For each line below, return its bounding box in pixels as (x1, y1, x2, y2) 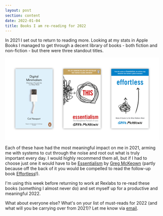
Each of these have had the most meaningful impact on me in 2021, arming (5, 145, 156, 151)
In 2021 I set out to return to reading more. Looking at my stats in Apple (5, 37, 148, 43)
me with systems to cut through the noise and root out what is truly (5, 150, 140, 156)
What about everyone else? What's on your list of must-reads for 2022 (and (5, 200, 158, 206)
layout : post (5, 8, 32, 13)
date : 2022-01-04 (5, 18, 41, 23)
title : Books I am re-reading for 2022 (5, 23, 86, 28)
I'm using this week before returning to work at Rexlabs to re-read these (5, 180, 150, 186)
